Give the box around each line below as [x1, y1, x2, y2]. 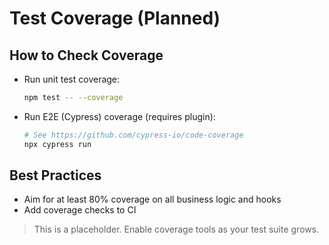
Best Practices [9, 167, 102, 184]
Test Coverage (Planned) [9, 7, 221, 30]
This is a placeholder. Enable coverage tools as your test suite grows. [33, 223, 320, 236]
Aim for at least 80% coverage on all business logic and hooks [23, 193, 282, 206]
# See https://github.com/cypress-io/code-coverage [23, 130, 244, 140]
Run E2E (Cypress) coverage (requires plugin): [23, 110, 216, 122]
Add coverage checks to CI [23, 204, 137, 216]
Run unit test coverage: [23, 73, 121, 85]
